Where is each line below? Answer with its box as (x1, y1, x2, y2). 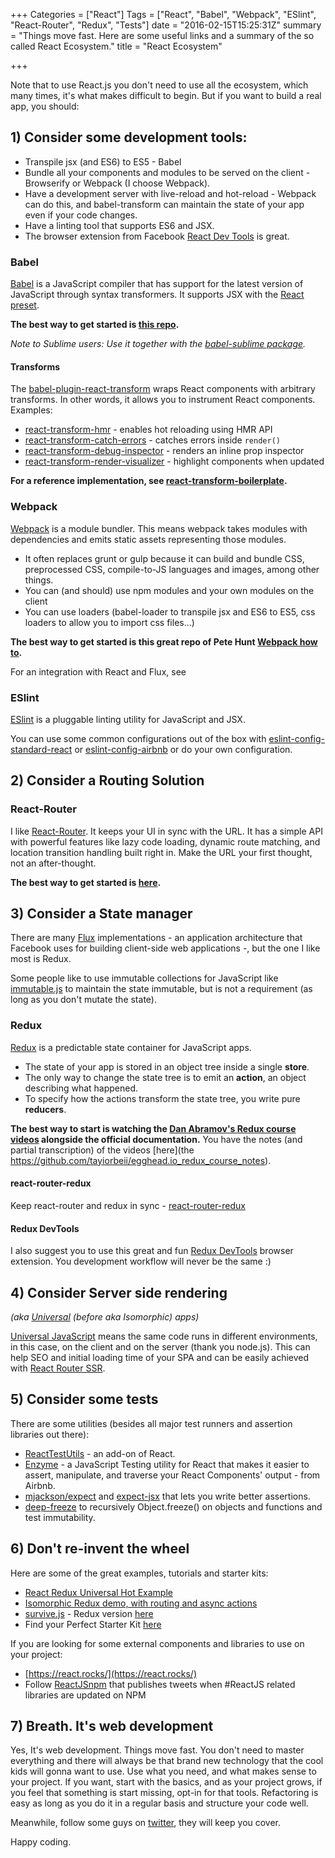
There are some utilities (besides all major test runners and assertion (10, 1417, 293, 1429)
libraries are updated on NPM (24, 1689, 147, 1701)
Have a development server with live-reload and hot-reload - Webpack (24, 187, 317, 199)
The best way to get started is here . (10, 876, 162, 888)
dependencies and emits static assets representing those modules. (10, 533, 287, 545)
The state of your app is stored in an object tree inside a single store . (24, 1060, 310, 1073)
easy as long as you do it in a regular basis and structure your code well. (10, 1797, 309, 1809)
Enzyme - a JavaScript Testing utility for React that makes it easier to (24, 1458, 310, 1470)
